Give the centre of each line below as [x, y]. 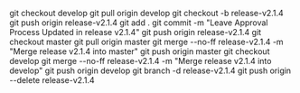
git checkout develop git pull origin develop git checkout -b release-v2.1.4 [147, 13]
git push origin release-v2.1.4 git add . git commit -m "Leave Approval [139, 23]
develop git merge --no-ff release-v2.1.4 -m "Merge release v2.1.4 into [141, 61]
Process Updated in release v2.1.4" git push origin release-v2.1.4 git [136, 32]
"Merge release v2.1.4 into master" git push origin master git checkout [140, 51]
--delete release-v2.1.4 [52, 80]
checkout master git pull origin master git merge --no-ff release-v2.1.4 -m [146, 42]
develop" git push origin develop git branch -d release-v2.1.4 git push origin [150, 70]
